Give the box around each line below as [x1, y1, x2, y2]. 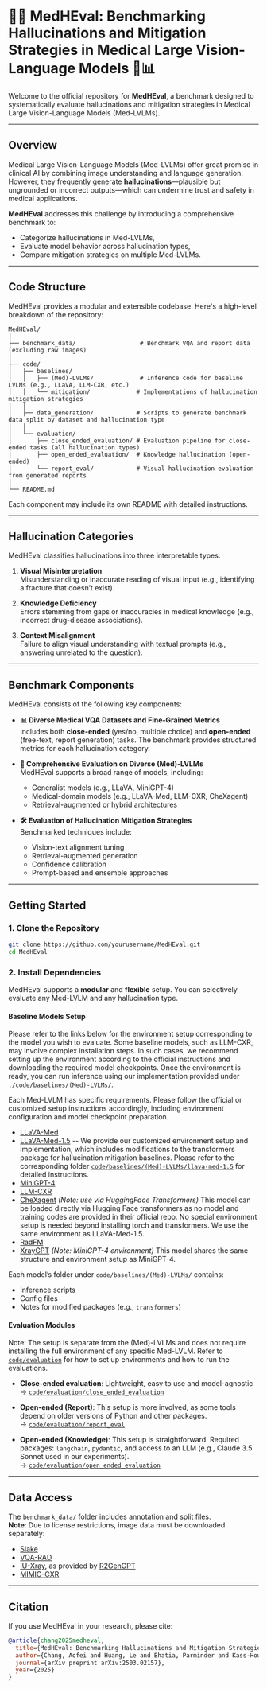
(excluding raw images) [8, 346, 87, 354]
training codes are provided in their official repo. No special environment [19, 1212, 257, 1222]
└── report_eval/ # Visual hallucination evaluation [37, 465, 254, 473]
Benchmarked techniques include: [19, 827, 133, 837]
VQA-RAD [19, 1553, 52, 1563]
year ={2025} [15, 1666, 56, 1674]
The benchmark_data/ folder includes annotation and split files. [8, 1512, 211, 1522]
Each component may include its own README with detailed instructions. [8, 499, 248, 508]
